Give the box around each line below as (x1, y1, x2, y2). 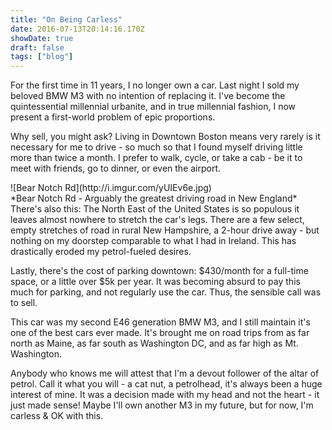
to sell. (10, 297, 38, 309)
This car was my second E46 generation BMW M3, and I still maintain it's (10, 316, 311, 328)
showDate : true (10, 33, 74, 43)
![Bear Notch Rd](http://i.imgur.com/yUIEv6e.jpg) (10, 182, 212, 194)
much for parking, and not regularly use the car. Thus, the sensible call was (10, 286, 322, 298)
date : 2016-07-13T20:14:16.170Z (10, 24, 145, 34)
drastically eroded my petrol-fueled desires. (10, 246, 192, 258)
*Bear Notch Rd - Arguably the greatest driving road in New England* (10, 192, 298, 205)
